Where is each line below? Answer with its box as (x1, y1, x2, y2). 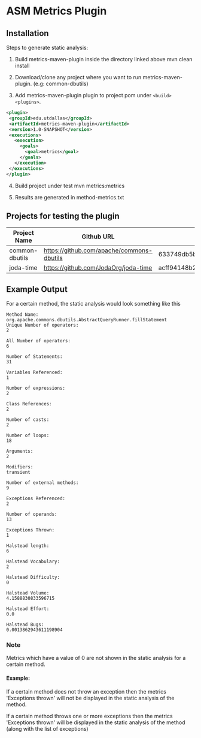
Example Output (6, 284, 68, 294)
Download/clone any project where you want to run (14, 74, 142, 80)
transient (6, 470, 31, 476)
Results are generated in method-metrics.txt (14, 193, 124, 201)
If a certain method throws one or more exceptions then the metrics (6, 712, 173, 719)
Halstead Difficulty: (6, 575, 60, 581)
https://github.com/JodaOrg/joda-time (44, 264, 153, 272)
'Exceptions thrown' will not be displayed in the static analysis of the (6, 694, 175, 701)
